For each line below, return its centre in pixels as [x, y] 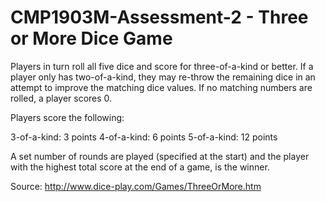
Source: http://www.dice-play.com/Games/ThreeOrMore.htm [136, 186]
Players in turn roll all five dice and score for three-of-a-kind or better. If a [162, 66]
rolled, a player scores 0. [61, 98]
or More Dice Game [91, 38]
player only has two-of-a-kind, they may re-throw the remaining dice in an [163, 77]
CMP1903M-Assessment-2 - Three [159, 17]
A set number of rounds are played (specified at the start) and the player [160, 156]
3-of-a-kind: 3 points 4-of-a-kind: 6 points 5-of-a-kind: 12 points [144, 137]
